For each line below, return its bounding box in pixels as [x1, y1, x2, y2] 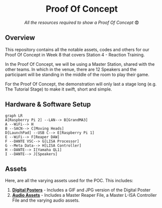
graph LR [5, 113, 23, 118]
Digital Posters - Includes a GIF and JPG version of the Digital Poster [12, 187, 151, 193]
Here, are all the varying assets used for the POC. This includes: [5, 178, 134, 184]
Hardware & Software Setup [5, 100, 91, 109]
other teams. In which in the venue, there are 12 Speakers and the [5, 66, 137, 72]
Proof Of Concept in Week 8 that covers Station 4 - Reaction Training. [5, 52, 145, 57]
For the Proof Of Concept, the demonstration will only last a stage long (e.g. [5, 81, 157, 87]
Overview [5, 34, 36, 42]
